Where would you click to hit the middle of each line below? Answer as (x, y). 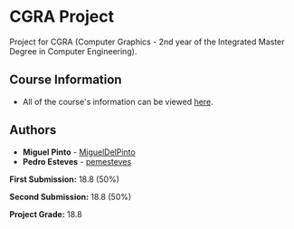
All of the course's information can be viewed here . (118, 101)
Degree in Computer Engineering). (73, 51)
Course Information (66, 80)
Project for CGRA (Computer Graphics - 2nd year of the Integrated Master (147, 42)
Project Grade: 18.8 (46, 214)
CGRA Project (62, 17)
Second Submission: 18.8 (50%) (71, 196)
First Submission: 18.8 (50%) (65, 179)
